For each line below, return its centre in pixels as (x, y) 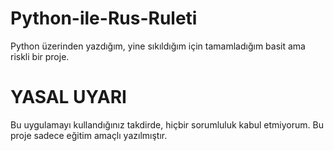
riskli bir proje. (40, 56)
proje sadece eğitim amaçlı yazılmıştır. (89, 135)
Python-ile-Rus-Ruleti (104, 18)
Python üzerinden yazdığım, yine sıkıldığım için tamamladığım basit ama (158, 46)
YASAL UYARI (68, 97)
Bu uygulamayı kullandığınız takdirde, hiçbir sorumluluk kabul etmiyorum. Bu (167, 124)
